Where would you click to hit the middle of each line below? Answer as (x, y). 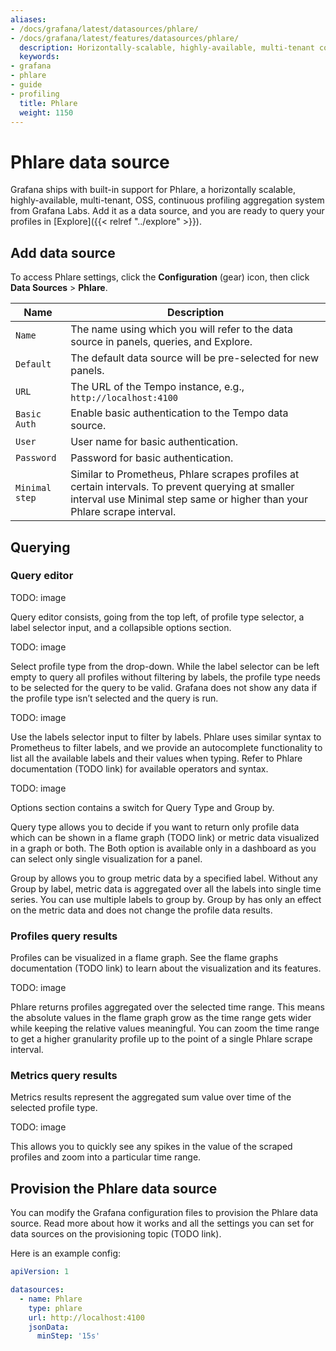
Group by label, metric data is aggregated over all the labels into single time (166, 888)
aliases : (28, 19)
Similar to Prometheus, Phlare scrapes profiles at (185, 474)
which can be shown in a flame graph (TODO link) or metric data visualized (165, 837)
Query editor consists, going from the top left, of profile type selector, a (157, 617)
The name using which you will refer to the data (181, 329)
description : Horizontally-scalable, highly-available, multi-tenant (167, 47)
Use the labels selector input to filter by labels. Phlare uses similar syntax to (166, 737)
